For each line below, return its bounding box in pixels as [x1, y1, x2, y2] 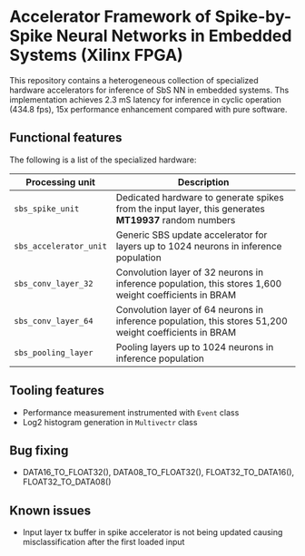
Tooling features [9, 383, 104, 398]
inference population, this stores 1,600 [115, 277, 282, 289]
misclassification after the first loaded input [22, 537, 185, 548]
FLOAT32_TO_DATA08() [22, 476, 112, 487]
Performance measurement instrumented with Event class [22, 406, 240, 418]
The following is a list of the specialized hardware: [9, 154, 197, 165]
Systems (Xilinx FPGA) [9, 45, 183, 65]
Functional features [9, 130, 123, 146]
